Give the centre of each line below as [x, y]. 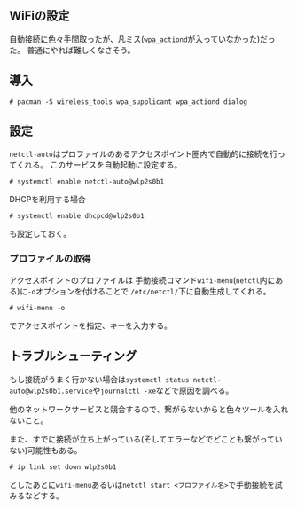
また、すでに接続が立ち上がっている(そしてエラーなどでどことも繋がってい [146, 439]
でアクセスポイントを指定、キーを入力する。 [91, 325]
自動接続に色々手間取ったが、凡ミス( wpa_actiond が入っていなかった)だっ [142, 39]
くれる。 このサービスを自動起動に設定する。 [99, 165]
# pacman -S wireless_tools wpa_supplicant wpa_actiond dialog [129, 102]
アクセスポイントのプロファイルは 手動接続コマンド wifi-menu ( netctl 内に [142, 280]
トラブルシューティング [73, 356]
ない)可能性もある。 [46, 450]
